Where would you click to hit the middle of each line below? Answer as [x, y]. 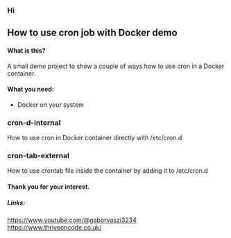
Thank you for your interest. [49, 187]
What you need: [31, 90]
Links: [16, 203]
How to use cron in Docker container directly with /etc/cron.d [95, 138]
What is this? [27, 50]
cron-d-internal [34, 122]
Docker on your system [51, 104]
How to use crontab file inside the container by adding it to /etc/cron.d [108, 171]
